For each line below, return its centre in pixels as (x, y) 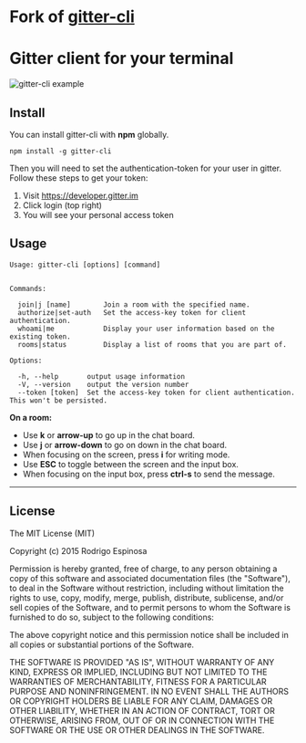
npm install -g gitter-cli (61, 151)
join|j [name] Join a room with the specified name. (134, 304)
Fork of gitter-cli (72, 17)
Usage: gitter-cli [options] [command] (85, 265)
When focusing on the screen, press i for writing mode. (126, 455)
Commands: (28, 288)
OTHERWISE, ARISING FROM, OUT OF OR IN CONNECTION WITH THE (142, 720)
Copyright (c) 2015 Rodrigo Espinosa (78, 550)
